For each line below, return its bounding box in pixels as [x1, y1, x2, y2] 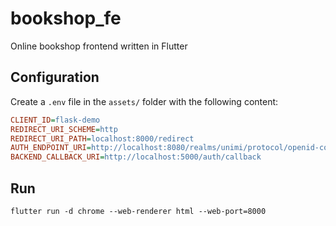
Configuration [10, 69, 100, 86]
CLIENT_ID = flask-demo [10, 115, 101, 125]
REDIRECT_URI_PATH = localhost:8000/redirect [10, 133, 195, 144]
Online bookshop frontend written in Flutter [10, 40, 188, 52]
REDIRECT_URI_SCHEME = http [10, 124, 118, 134]
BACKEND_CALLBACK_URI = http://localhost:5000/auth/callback [10, 152, 262, 162]
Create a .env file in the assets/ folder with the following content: [10, 95, 279, 107]
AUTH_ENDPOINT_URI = [10, 143, 92, 153]
